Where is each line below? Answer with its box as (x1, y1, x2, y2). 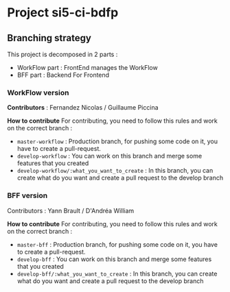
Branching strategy (7, 32, 91, 44)
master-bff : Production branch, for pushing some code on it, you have (16, 240, 218, 248)
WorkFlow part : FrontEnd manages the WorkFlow (16, 64, 158, 71)
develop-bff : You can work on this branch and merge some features (16, 255, 212, 263)
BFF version (7, 191, 48, 200)
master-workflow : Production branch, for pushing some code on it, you (16, 137, 218, 145)
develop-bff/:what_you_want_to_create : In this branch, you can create (16, 269, 218, 278)
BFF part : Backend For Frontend (16, 71, 110, 79)
